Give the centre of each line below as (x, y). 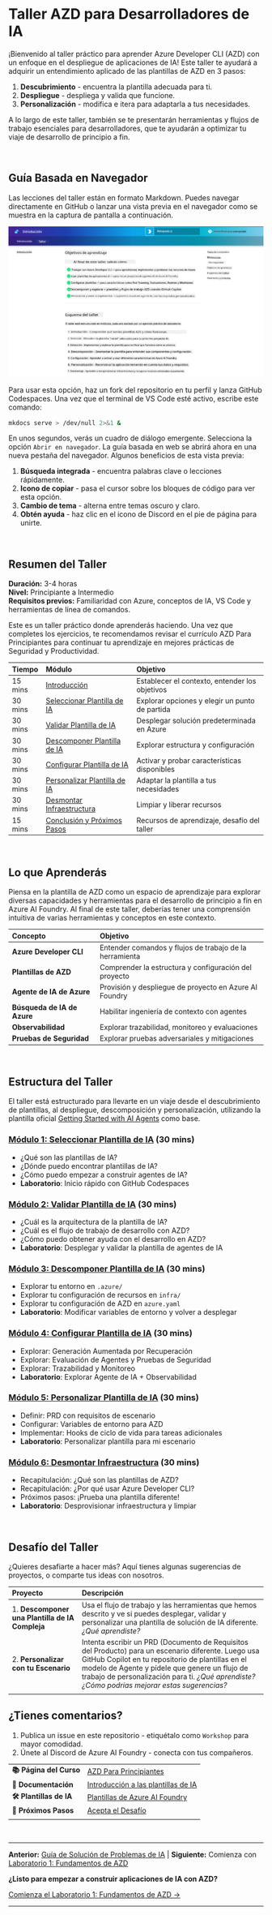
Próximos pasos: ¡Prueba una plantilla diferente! (100, 1497)
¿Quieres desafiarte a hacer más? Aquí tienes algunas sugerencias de (125, 1566)
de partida (153, 710)
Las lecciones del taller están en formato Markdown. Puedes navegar (124, 198)
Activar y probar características (189, 760)
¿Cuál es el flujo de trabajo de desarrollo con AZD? (105, 1230)
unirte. (31, 523)
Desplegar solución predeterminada (196, 721)
